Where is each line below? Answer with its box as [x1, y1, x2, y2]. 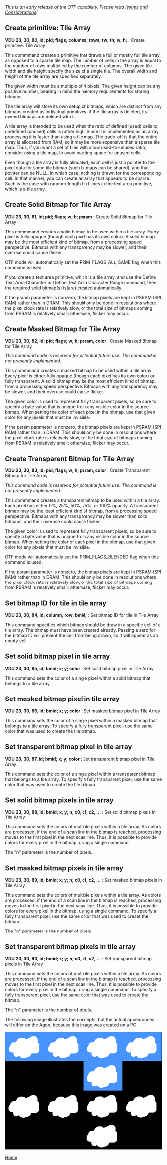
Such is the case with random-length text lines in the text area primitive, [5, 180, 153, 186]
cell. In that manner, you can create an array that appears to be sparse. [5, 175, 151, 181]
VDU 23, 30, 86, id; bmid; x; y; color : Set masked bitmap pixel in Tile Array [5, 708, 160, 714]
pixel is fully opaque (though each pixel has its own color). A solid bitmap [5, 233, 155, 239]
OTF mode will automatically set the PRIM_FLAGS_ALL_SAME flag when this [5, 259, 161, 265]
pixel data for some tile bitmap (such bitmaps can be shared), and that [5, 164, 149, 171]
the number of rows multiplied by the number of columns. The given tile [5, 62, 152, 69]
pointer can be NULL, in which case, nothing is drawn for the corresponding [5, 170, 161, 176]
